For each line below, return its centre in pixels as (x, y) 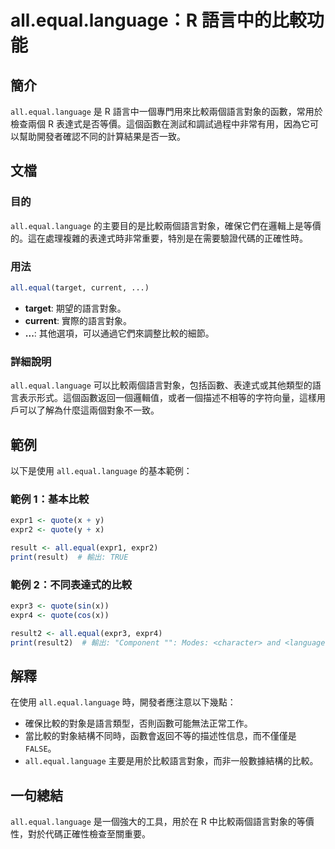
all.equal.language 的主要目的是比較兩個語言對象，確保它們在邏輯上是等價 (166, 225)
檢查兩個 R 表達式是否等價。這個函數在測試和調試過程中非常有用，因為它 (160, 124)
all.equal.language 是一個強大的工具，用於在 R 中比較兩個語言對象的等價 (162, 822)
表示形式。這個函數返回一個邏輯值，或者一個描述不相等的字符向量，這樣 (167, 398)
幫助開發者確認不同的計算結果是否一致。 (102, 136)
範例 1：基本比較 (50, 499)
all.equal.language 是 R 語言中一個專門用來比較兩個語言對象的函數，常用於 (166, 111)
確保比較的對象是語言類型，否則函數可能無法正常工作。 (138, 723)
